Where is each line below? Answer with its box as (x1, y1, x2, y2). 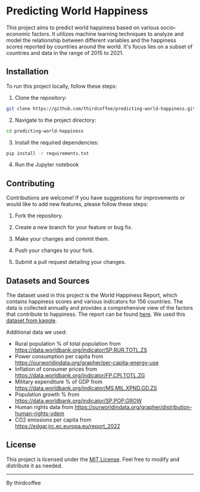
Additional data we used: (6, 328, 67, 336)
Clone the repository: (14, 94, 67, 101)
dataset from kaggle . (6, 317, 58, 324)
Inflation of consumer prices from (14, 365, 98, 373)
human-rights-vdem (14, 410, 64, 417)
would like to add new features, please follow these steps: (6, 201, 149, 208)
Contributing (6, 178, 55, 189)
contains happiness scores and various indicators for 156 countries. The (6, 298, 183, 305)
